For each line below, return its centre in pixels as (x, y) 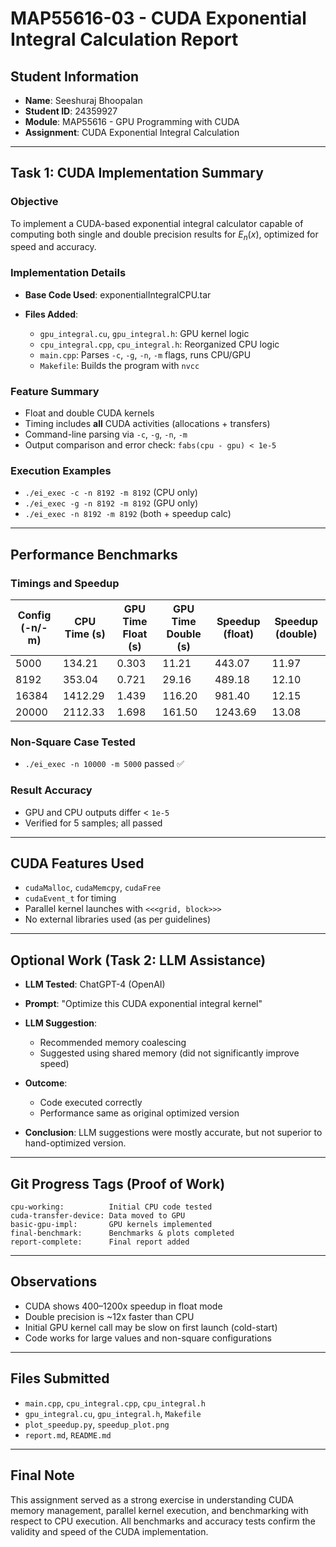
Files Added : (51, 314)
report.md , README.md (68, 1434)
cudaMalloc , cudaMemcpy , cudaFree (93, 888)
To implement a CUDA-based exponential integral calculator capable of (157, 223)
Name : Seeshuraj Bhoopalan (83, 100)
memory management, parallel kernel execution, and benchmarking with (159, 1510)
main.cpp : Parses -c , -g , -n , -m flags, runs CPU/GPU (145, 354)
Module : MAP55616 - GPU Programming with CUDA (132, 121)
